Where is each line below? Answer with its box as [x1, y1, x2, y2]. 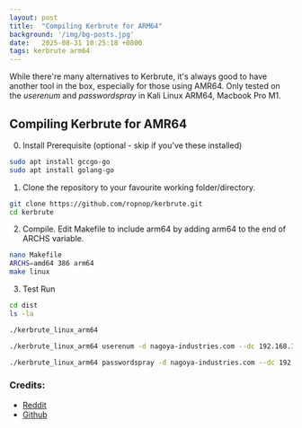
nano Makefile [9, 250, 63, 260]
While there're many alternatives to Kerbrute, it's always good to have [9, 71, 268, 82]
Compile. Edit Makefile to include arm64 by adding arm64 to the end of [22, 223, 287, 234]
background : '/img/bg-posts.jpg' [9, 30, 135, 39]
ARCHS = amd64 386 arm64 [9, 259, 94, 268]
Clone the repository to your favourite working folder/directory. [22, 181, 256, 193]
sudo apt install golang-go [9, 165, 115, 175]
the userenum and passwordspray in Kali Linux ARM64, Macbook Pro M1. [9, 91, 281, 101]
